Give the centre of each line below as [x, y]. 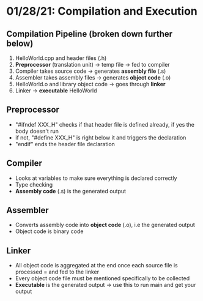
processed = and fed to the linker [57, 272]
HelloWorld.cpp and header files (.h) [61, 58]
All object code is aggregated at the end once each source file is [97, 266]
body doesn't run [37, 131]
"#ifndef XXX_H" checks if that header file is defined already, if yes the [105, 124]
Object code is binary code [49, 231]
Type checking [34, 184]
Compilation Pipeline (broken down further [90, 34]
